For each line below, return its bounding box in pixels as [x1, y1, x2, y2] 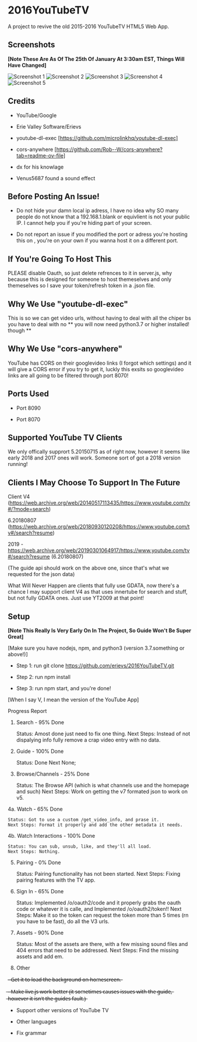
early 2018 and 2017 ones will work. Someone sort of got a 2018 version [8, 454, 181, 461]
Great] [8, 633, 24, 640]
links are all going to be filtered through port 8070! [8, 372, 129, 379]
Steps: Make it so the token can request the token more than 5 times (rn [16, 911, 189, 919]
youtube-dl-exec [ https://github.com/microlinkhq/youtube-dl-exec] [16, 134, 178, 141]
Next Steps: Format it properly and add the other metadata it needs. [8, 822, 183, 828]
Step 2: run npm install [16, 674, 71, 681]
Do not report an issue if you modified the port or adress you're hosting [16, 231, 188, 238]
